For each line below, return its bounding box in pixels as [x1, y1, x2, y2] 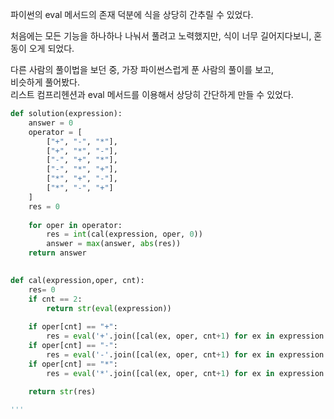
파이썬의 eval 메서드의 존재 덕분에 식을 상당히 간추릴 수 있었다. [10, 9, 254, 20]
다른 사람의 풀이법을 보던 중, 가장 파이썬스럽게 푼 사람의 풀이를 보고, [10, 64, 274, 75]
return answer [28, 248, 87, 258]
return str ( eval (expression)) [46, 303, 172, 313]
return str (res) [28, 387, 97, 397]
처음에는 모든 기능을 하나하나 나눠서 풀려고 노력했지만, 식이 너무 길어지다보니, [10, 30, 312, 42]
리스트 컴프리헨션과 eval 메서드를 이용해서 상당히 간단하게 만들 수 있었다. [10, 89, 294, 100]
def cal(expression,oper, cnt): [10, 275, 145, 285]
